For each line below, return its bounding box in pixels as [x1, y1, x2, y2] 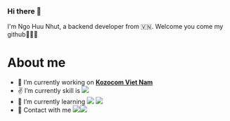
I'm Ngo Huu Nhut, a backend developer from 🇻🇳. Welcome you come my [7, 23, 224, 31]
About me [7, 55, 66, 71]
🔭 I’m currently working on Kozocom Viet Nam [17, 78, 153, 87]
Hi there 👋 [7, 6, 42, 16]
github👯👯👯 [7, 30, 39, 39]
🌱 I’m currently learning [17, 98, 86, 106]
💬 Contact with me [17, 106, 72, 115]
